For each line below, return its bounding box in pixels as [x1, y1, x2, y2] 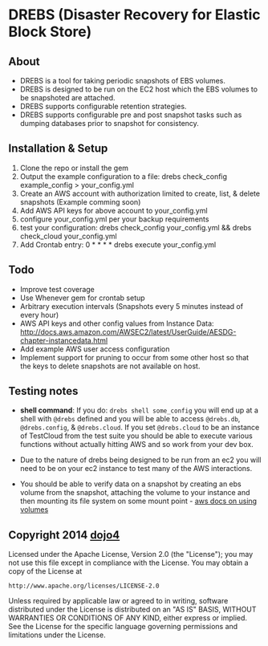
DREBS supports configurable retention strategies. [19, 102, 187, 111]
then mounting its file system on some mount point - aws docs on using [19, 496, 258, 506]
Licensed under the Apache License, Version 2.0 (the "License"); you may [8, 550, 254, 559]
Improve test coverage [19, 284, 95, 294]
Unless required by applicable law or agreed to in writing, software [8, 596, 229, 606]
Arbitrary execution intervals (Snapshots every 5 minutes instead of [19, 301, 243, 311]
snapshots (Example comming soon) [19, 197, 141, 206]
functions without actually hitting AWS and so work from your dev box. [19, 440, 254, 449]
